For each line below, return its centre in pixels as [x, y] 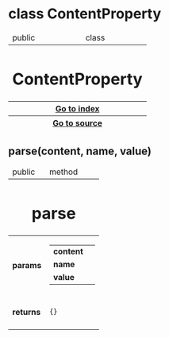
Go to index [77, 109]
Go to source [78, 123]
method [63, 172]
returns [27, 312]
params [27, 265]
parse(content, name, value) [80, 151]
